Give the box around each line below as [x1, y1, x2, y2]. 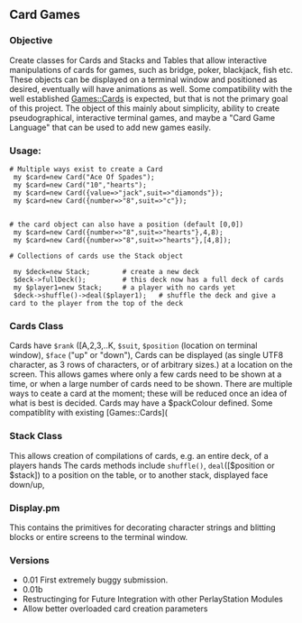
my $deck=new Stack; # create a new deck [13, 267, 200, 276]
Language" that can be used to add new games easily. [9, 122, 212, 133]
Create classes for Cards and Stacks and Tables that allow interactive [9, 54, 268, 66]
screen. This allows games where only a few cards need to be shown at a [9, 369, 282, 380]
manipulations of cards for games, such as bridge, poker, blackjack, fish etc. [9, 64, 293, 75]
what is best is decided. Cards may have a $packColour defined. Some [9, 398, 273, 408]
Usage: [9, 144, 42, 157]
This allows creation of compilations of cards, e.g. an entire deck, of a [9, 450, 269, 461]
